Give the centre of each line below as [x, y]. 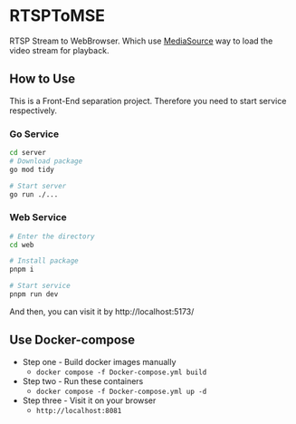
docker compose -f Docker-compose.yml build [121, 372]
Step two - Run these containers [83, 381]
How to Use [43, 79]
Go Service [34, 134]
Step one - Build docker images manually [99, 361]
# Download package [46, 161]
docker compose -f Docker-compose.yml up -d [121, 391]
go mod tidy [32, 169]
